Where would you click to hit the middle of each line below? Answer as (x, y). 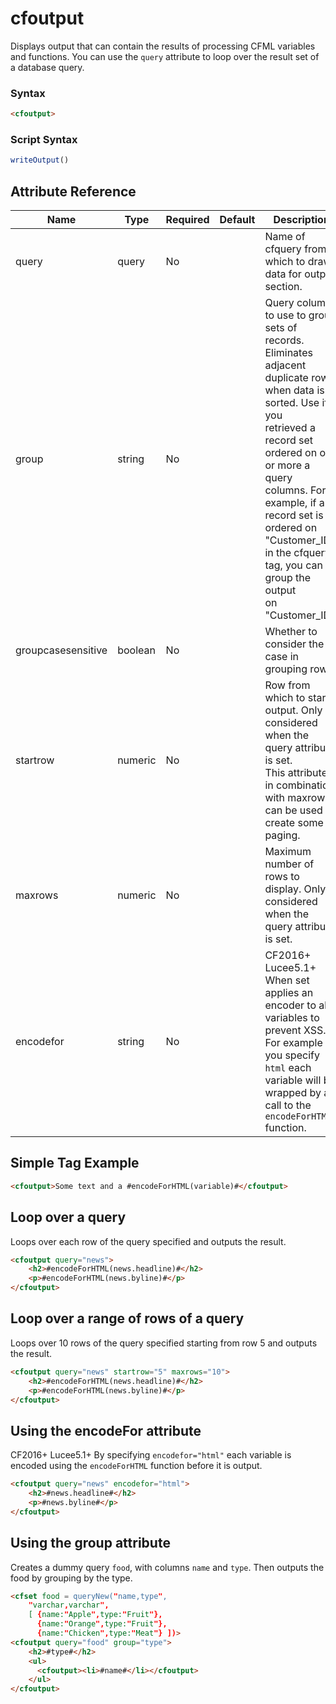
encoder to (290, 1005)
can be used (293, 810)
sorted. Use (292, 403)
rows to (282, 877)
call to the (288, 1105)
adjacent (285, 365)
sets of (281, 328)
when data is (294, 390)
